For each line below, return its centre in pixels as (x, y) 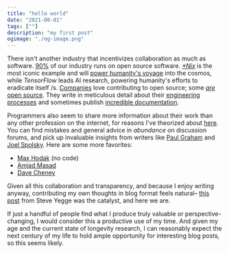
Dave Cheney (36, 173)
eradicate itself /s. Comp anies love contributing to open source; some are (111, 88)
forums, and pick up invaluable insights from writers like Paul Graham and (111, 137)
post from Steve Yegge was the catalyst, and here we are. (89, 200)
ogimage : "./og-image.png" (46, 39)
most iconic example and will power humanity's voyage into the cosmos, (110, 73)
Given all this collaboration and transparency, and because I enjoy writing (111, 186)
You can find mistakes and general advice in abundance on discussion (107, 130)
